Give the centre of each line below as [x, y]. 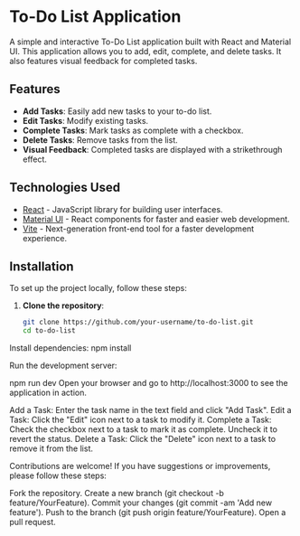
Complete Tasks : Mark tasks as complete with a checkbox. [133, 130]
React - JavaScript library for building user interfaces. [122, 209]
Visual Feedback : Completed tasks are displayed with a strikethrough [152, 149]
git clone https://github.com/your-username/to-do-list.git [138, 323]
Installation [42, 266]
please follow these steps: [58, 475]
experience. [45, 238]
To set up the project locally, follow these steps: [98, 288]
